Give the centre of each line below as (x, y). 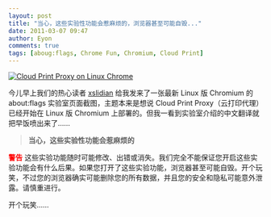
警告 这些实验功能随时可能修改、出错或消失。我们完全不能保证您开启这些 (129, 157)
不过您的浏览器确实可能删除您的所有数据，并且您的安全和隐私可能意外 (139, 177)
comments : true (34, 46)
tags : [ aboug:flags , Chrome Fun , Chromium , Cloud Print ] (106, 53)
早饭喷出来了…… (43, 123)
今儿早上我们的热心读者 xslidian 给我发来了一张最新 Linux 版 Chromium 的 (131, 93)
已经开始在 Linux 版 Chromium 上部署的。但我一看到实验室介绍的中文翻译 (130, 113)
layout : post (30, 16)
